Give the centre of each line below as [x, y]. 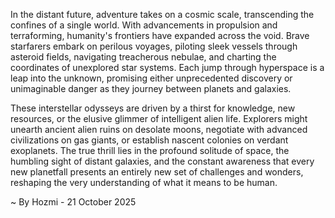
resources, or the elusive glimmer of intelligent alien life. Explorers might [159, 118]
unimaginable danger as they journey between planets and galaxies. [151, 88]
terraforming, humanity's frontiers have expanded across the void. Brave [160, 35]
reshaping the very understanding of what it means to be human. [144, 182]
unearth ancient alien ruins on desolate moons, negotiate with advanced [159, 129]
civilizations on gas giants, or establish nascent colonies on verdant [149, 140]
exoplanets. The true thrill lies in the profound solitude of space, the [150, 150]
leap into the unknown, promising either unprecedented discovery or [151, 78]
